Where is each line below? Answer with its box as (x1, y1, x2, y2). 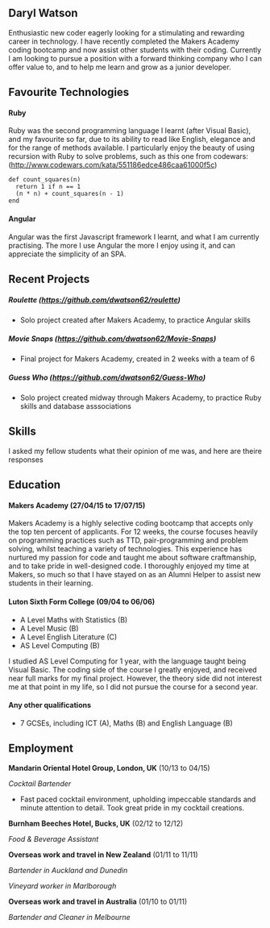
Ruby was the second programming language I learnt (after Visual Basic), (8, 126, 251, 135)
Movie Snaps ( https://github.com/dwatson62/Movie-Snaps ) (8, 334, 217, 343)
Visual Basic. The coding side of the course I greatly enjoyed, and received (8, 664, 257, 674)
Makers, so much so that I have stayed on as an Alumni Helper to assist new (8, 570, 261, 580)
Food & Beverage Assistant (8, 834, 99, 843)
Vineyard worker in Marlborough (8, 880, 117, 890)
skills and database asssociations (19, 401, 131, 410)
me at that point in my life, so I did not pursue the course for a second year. (8, 681, 258, 692)
